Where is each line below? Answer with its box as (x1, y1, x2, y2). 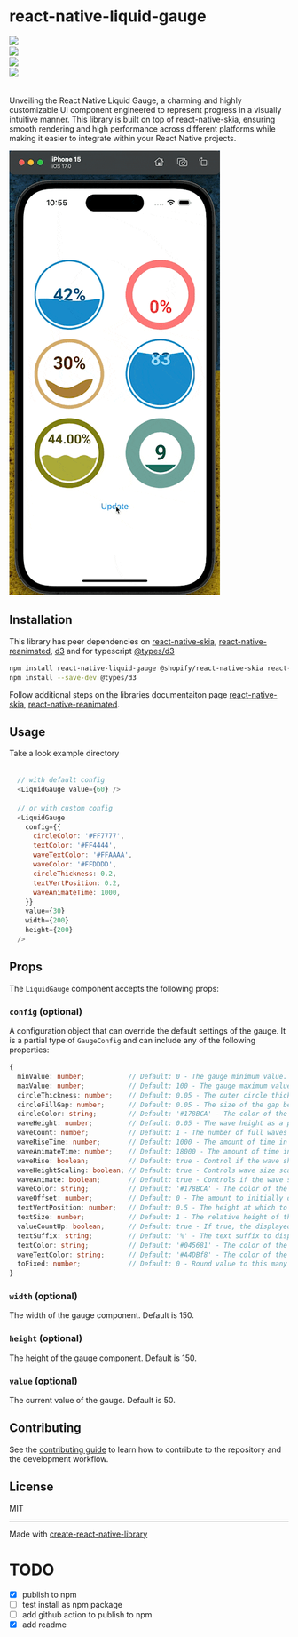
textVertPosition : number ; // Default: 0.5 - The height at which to (17, 1203, 288, 1212)
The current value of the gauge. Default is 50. (9, 1395, 176, 1406)
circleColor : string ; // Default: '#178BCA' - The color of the (17, 1109, 288, 1119)
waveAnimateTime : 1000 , (32, 888, 122, 897)
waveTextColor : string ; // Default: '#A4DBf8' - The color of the (17, 1250, 288, 1259)
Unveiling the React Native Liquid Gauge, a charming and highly (9, 95, 242, 106)
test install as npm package (21, 1599, 122, 1609)
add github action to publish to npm (21, 1609, 153, 1619)
